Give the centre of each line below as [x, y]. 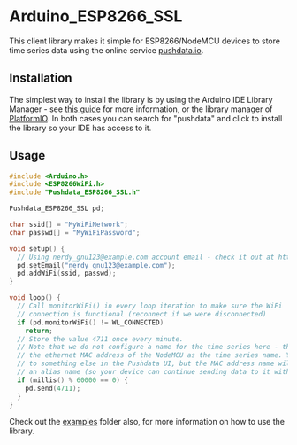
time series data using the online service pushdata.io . [107, 50]
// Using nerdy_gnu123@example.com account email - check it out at [146, 257]
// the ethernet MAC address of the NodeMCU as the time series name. [150, 355]
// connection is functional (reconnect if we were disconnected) [142, 314]
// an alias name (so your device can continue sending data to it [144, 372]
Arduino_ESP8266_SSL [96, 16]
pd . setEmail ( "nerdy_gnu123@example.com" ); [96, 265]
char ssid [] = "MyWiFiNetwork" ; [69, 225]
